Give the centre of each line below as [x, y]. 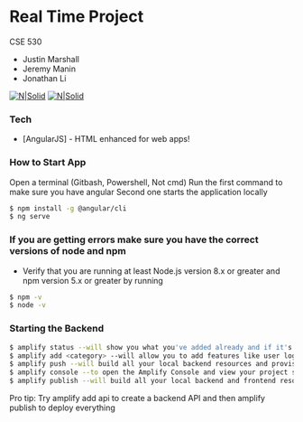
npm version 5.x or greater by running [93, 280]
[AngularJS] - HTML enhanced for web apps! [106, 139]
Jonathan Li [44, 78]
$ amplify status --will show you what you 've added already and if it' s [151, 347]
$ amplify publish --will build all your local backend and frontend [143, 381]
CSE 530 [26, 42]
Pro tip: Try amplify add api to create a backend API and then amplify [138, 398]
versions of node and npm [68, 251]
